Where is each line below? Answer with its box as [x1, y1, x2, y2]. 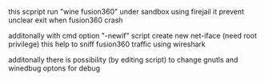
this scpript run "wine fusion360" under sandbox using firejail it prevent [8, 7, 244, 16]
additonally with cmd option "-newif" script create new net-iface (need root [8, 31, 258, 40]
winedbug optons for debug [8, 63, 101, 73]
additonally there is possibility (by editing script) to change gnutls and [8, 55, 239, 64]
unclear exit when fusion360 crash [8, 15, 123, 25]
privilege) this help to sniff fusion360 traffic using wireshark [8, 39, 206, 49]
